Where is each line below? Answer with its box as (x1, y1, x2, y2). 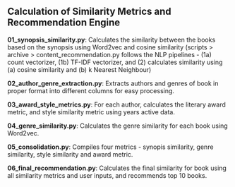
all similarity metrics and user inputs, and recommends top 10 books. (7, 171, 207, 179)
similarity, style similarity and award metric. (7, 150, 133, 158)
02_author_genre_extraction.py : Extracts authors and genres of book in (7, 79, 219, 88)
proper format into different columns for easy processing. (7, 86, 175, 95)
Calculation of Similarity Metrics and (7, 6, 171, 18)
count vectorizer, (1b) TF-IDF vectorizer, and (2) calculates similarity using (7, 58, 223, 66)
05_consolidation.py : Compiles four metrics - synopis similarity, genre (7, 143, 214, 151)
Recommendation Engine (7, 17, 121, 29)
